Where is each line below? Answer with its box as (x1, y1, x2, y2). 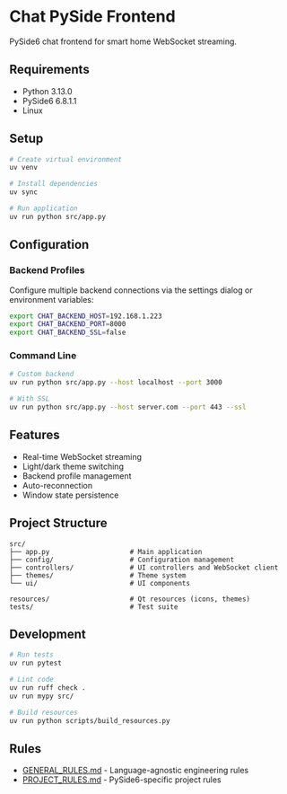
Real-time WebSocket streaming (22, 451, 142, 462)
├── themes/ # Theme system (9, 570, 187, 580)
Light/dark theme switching (22, 461, 124, 472)
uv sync (9, 188, 39, 197)
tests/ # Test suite (9, 602, 178, 612)
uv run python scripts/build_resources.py (9, 716, 170, 725)
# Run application (9, 204, 78, 213)
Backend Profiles (9, 264, 85, 277)
